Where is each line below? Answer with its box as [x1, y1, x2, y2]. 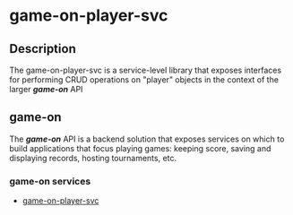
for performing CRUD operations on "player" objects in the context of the [9, 74, 280, 85]
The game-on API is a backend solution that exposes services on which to [9, 133, 285, 144]
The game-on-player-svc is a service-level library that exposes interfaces [9, 64, 282, 75]
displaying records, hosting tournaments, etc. [9, 152, 177, 163]
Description [9, 41, 76, 56]
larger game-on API [9, 84, 83, 94]
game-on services [9, 175, 91, 187]
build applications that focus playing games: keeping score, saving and [9, 142, 271, 153]
